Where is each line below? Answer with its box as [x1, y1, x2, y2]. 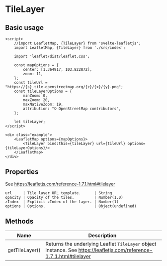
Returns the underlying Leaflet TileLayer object [45, 240, 157, 247]
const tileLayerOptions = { [14, 89, 72, 94]
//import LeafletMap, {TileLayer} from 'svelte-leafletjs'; [14, 41, 141, 46]
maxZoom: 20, [23, 98, 50, 103]
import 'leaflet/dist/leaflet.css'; [14, 54, 90, 59]
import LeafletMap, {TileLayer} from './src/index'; [14, 45, 126, 50]
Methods [5, 217, 34, 226]
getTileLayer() [7, 247, 41, 254]
